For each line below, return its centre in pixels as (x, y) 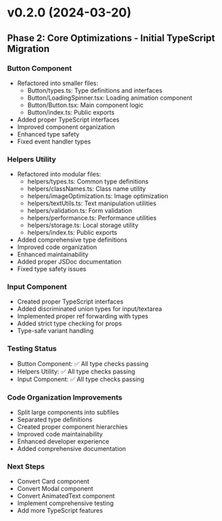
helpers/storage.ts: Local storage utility (83, 225)
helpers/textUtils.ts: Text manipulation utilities (92, 203)
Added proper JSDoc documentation (69, 262)
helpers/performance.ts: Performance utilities (92, 218)
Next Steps (26, 466)
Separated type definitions (55, 419)
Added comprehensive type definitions (72, 240)
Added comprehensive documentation (71, 449)
